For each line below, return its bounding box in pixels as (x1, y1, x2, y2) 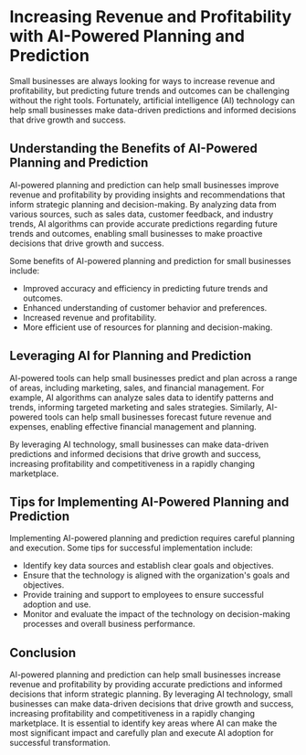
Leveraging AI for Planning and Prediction (9, 348, 252, 364)
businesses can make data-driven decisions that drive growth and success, (9, 698, 294, 709)
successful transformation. (9, 738, 111, 749)
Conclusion (9, 644, 77, 660)
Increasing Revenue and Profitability (9, 6, 292, 27)
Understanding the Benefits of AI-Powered (9, 141, 259, 156)
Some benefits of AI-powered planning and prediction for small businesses (9, 255, 291, 266)
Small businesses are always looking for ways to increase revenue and (9, 75, 276, 86)
